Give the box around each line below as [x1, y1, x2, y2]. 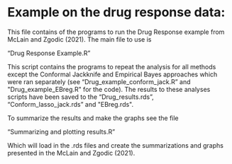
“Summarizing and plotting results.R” [7, 127, 116, 136]
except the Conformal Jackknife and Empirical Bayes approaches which [7, 70, 218, 78]
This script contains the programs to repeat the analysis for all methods [7, 62, 216, 71]
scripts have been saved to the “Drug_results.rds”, [7, 93, 154, 101]
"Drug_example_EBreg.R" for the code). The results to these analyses [7, 85, 211, 93]
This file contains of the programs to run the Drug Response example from [7, 28, 225, 36]
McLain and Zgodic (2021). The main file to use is [7, 35, 152, 43]
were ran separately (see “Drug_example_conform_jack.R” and [7, 77, 191, 86]
